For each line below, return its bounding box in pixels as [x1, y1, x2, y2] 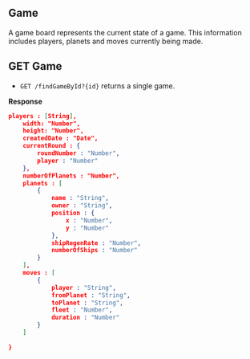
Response [8, 96, 42, 106]
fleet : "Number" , [50, 306, 113, 314]
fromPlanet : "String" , [50, 291, 131, 300]
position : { [50, 209, 95, 217]
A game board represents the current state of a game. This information [8, 27, 242, 37]
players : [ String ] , [8, 112, 78, 120]
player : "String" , [50, 284, 116, 292]
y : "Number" [65, 224, 110, 232]
